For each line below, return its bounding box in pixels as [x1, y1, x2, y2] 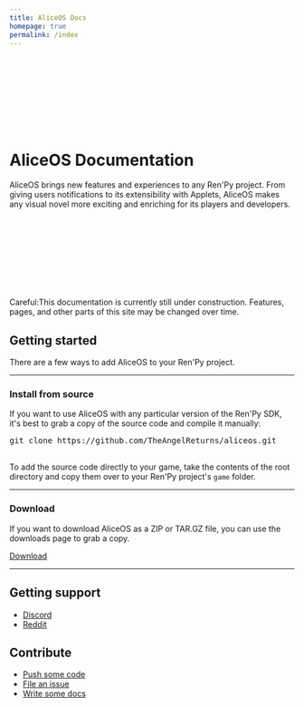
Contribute [9, 644, 72, 660]
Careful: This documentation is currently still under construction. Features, [9, 296, 285, 308]
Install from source [9, 388, 94, 401]
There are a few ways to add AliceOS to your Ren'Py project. [9, 357, 235, 368]
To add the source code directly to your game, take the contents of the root [9, 461, 290, 472]
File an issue [22, 679, 70, 690]
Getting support [9, 586, 101, 601]
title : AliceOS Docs [9, 13, 88, 23]
